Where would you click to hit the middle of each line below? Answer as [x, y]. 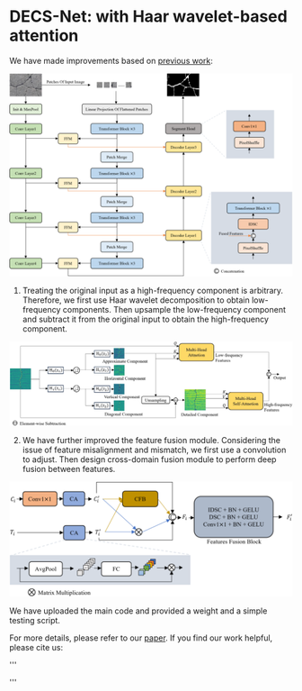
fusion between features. [69, 469]
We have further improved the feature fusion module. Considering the [151, 441]
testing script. [35, 621]
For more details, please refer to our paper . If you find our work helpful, [141, 638]
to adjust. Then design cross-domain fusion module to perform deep [149, 459]
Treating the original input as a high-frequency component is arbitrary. [153, 291]
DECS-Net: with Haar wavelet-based [148, 17]
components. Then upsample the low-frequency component [174, 310]
